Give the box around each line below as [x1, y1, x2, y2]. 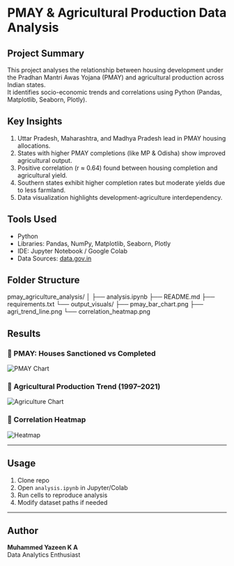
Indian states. [7, 81, 46, 88]
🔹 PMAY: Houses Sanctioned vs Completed [7, 348, 156, 358]
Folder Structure [7, 274, 80, 286]
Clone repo [17, 475, 50, 485]
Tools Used [7, 214, 57, 226]
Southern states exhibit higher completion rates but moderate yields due [17, 178, 226, 187]
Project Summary [7, 47, 85, 59]
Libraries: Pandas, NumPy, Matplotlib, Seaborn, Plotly [17, 239, 171, 248]
